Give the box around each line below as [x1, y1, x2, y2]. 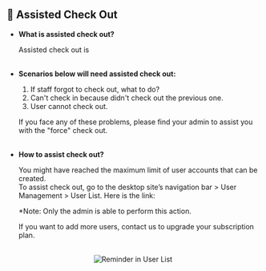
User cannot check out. [30, 101, 108, 111]
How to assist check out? [18, 149, 104, 159]
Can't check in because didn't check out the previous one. [30, 93, 224, 103]
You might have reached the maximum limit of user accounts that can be [18, 165, 258, 175]
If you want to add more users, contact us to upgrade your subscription [18, 221, 255, 231]
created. [18, 173, 46, 183]
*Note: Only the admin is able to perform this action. [18, 206, 192, 216]
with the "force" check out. [18, 125, 108, 135]
